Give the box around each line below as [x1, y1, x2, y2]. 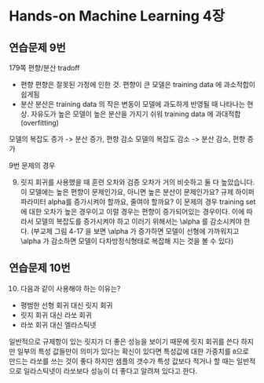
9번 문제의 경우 [9, 161, 56, 170]
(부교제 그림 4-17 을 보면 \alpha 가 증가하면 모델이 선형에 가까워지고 [31, 227, 240, 235]
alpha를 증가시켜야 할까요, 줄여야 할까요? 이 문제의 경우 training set [47, 197, 256, 206]
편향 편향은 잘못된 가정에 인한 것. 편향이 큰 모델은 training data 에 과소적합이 [20, 80, 256, 89]
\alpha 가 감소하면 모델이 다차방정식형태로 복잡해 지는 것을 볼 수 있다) [20, 236, 234, 246]
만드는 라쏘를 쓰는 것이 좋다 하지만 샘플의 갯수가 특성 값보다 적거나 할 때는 [9, 356, 235, 366]
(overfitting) [20, 119, 60, 127]
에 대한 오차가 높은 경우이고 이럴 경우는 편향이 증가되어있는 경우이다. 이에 [20, 207, 245, 216]
